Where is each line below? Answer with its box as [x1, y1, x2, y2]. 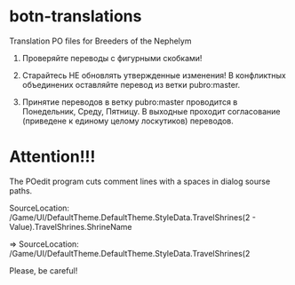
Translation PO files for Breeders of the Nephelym [9, 36, 192, 46]
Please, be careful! [9, 265, 78, 276]
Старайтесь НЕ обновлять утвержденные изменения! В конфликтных [21, 69, 286, 81]
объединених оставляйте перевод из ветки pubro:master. [21, 79, 241, 90]
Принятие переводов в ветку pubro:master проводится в [21, 96, 238, 107]
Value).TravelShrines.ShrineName [9, 221, 132, 232]
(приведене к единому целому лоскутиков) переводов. [21, 115, 234, 126]
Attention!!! [9, 146, 96, 167]
